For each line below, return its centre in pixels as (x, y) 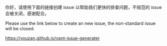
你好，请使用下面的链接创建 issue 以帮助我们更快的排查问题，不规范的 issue (84, 7)
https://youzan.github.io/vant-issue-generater (52, 38)
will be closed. (20, 28)
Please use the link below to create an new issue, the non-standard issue (80, 23)
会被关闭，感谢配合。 (27, 13)
